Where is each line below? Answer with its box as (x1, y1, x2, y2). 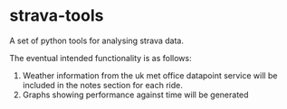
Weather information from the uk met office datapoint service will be (22, 69, 278, 81)
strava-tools (9, 5, 104, 26)
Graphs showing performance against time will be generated (22, 89, 249, 100)
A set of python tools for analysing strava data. (9, 35, 184, 46)
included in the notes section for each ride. (22, 79, 183, 90)
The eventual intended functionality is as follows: (9, 52, 192, 63)
